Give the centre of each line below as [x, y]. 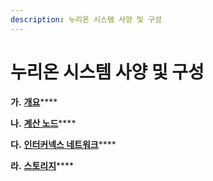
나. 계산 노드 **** [43, 123]
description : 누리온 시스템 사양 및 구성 [86, 19]
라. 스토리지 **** [42, 165]
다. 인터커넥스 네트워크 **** [63, 144]
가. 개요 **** [34, 102]
